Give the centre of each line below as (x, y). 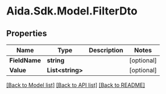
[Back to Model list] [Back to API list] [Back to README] (76, 85)
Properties (27, 33)
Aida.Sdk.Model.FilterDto (72, 11)
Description (106, 50)
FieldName (25, 60)
